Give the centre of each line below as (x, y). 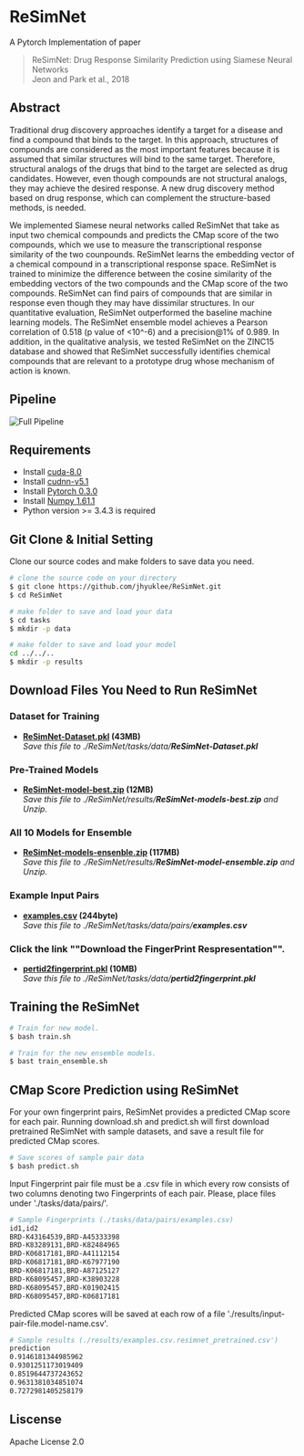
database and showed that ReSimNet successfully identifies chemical (140, 351)
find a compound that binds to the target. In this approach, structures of (144, 140)
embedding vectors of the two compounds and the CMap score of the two (149, 283)
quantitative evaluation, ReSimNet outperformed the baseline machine (141, 312)
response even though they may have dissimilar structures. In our (132, 302)
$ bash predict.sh (44, 1166)
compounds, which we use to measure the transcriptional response (136, 245)
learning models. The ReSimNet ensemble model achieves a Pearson (139, 322)
